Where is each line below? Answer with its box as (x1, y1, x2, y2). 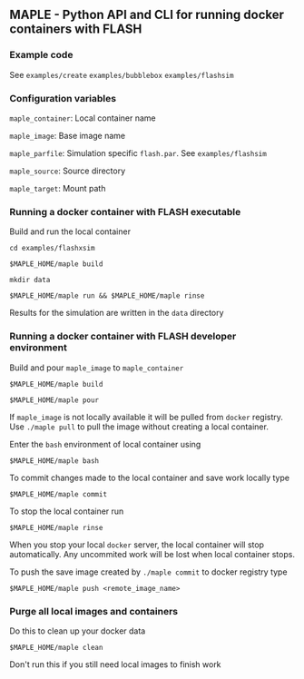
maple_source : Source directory (9, 165, 126, 176)
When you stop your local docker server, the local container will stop (9, 539, 265, 550)
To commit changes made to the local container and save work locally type (9, 472, 290, 483)
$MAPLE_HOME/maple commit (9, 489, 107, 498)
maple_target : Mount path (9, 182, 106, 193)
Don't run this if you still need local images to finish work (9, 658, 221, 670)
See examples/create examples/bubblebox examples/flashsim (9, 69, 234, 80)
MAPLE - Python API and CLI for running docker (9, 7, 284, 23)
